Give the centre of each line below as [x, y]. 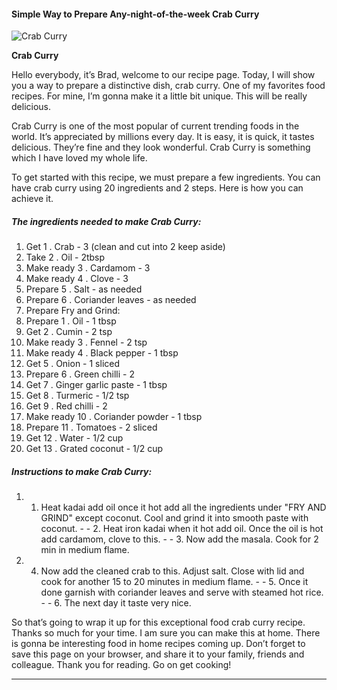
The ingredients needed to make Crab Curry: [106, 221]
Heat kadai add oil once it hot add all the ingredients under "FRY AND [183, 507]
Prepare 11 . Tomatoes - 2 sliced [91, 427]
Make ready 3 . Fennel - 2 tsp [86, 342]
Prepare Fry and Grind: [73, 311]
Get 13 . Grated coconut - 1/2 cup [94, 449]
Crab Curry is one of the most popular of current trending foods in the [155, 126]
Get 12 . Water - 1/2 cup [74, 438]
